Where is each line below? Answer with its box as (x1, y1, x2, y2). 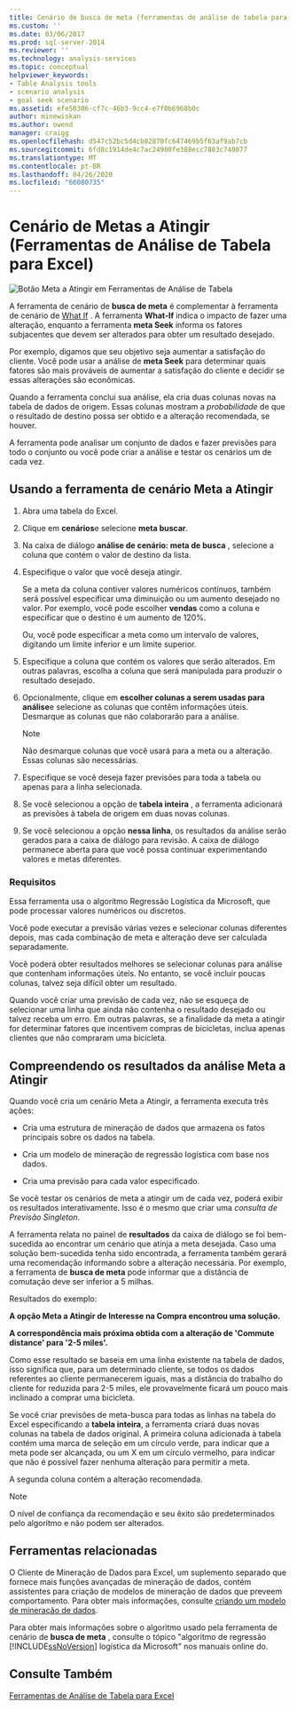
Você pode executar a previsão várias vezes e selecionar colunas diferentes (9, 923, 287, 934)
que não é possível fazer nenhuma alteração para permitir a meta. (9, 1456, 250, 1467)
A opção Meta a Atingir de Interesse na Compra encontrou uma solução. (9, 1310, 281, 1321)
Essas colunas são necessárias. (21, 754, 139, 765)
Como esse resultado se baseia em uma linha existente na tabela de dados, (9, 1354, 285, 1364)
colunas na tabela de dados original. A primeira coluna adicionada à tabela (9, 1428, 282, 1439)
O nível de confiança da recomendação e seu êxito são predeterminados (9, 1507, 275, 1519)
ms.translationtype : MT (9, 153, 98, 163)
